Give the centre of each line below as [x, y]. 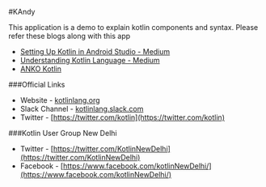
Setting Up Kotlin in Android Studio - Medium [95, 51]
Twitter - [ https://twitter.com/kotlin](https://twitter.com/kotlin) [122, 117]
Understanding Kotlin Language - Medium [90, 60]
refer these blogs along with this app [70, 36]
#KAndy [22, 12]
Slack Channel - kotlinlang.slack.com [82, 109]
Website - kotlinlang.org [60, 100]
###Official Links [37, 85]
